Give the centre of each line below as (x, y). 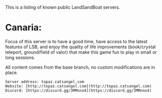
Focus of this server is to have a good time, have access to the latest (76, 41)
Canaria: (23, 28)
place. (12, 72)
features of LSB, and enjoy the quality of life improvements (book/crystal (80, 47)
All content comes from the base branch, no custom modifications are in (80, 67)
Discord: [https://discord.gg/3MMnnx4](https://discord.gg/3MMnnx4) (78, 90)
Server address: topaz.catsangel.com (45, 82)
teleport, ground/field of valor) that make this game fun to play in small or (81, 52)
